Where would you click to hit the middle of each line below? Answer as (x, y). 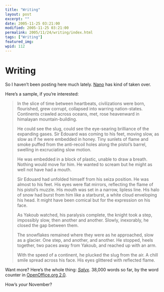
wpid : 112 (15, 46)
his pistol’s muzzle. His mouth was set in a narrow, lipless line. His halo (88, 190)
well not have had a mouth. (44, 169)
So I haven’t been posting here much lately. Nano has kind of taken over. (78, 84)
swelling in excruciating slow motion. (54, 149)
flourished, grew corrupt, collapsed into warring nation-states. (80, 108)
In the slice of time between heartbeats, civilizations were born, (81, 103)
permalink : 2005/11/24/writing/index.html (49, 32)
